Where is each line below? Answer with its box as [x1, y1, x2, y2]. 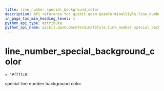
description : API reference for [5, 12, 71, 16]
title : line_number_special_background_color [5, 7, 99, 12]
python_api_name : [5, 25, 41, 30]
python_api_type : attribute [5, 20, 62, 26]
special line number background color [5, 81, 82, 87]
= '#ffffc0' [5, 72, 29, 77]
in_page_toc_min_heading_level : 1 [5, 16, 76, 21]
